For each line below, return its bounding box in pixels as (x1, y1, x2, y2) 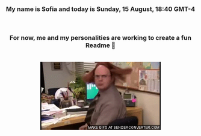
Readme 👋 (85, 41, 116, 50)
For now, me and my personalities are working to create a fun (9, 34, 192, 42)
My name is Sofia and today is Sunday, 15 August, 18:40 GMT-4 (5, 5, 196, 13)
